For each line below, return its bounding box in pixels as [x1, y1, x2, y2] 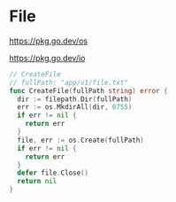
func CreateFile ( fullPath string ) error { [9, 86, 168, 95]
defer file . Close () [17, 168, 89, 178]
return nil [17, 177, 57, 186]
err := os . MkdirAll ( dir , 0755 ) [17, 103, 133, 112]
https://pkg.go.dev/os [9, 35, 88, 46]
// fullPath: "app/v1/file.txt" [9, 78, 128, 87]
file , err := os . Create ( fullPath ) [17, 136, 144, 144]
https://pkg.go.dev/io [9, 52, 86, 63]
